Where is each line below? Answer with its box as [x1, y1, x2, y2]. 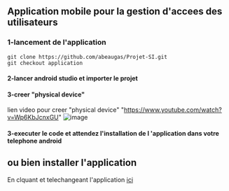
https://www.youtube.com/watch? [123, 106, 222, 114]
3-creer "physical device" [7, 90, 85, 99]
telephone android [7, 136, 62, 146]
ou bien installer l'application [7, 157, 137, 169]
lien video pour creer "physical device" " [7, 106, 125, 114]
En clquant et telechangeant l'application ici [7, 175, 134, 184]
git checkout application [7, 59, 83, 66]
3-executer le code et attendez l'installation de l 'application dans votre [7, 129, 219, 138]
